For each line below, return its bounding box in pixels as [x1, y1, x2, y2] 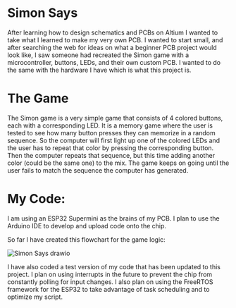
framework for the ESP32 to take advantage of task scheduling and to [7, 285, 210, 293]
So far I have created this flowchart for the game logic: [7, 235, 166, 244]
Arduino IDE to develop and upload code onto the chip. [7, 221, 167, 230]
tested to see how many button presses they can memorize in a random [7, 128, 216, 137]
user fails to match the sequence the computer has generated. [7, 166, 189, 174]
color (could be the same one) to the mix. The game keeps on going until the [7, 159, 230, 167]
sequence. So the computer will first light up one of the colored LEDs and [7, 136, 221, 144]
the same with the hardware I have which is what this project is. [7, 66, 192, 74]
